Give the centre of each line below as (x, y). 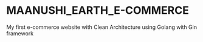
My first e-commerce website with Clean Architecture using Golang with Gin (102, 27)
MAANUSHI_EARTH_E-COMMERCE (98, 10)
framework (20, 33)
